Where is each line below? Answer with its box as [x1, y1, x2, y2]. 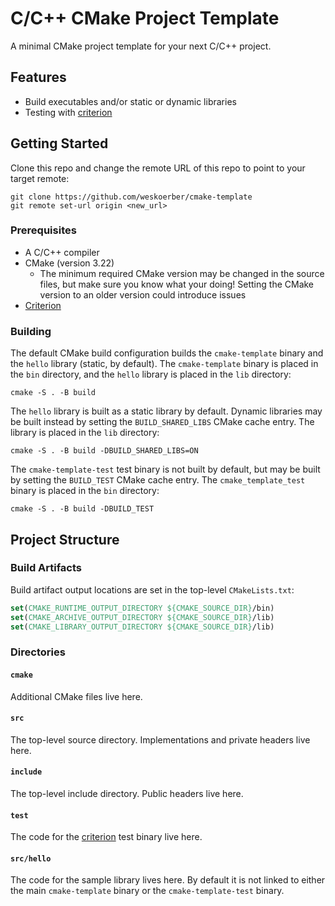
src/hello [10, 853, 52, 864]
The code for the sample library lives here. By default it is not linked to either [10, 874, 326, 886]
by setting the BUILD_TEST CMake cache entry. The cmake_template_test [10, 474, 306, 486]
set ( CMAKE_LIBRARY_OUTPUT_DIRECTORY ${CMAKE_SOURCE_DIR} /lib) [10, 622, 275, 632]
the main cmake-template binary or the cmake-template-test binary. [10, 885, 285, 897]
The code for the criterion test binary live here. [10, 831, 203, 843]
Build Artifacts [10, 561, 83, 575]
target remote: [10, 172, 70, 184]
